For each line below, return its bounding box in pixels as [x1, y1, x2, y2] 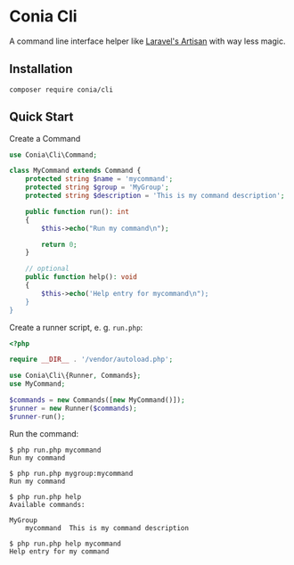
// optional [25, 265, 69, 274]
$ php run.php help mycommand [9, 539, 122, 548]
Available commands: [9, 500, 86, 509]
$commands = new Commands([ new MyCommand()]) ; [9, 396, 185, 405]
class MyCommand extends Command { [9, 167, 142, 176]
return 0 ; [41, 240, 78, 249]
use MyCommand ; [9, 380, 66, 389]
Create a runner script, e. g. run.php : [9, 322, 143, 332]
